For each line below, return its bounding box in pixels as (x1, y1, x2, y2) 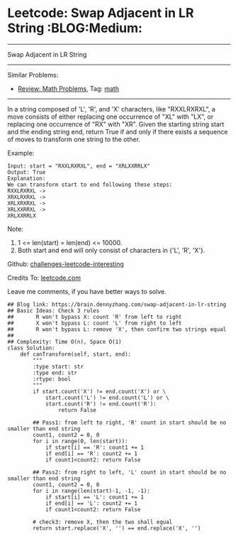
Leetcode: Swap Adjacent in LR (7, 5, 194, 21)
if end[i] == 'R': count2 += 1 (45, 450, 138, 457)
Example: (7, 148, 35, 157)
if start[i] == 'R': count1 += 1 (45, 444, 144, 451)
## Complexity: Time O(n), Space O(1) (7, 338, 122, 345)
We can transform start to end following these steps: (7, 181, 173, 188)
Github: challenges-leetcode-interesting (7, 259, 124, 268)
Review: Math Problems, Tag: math (17, 84, 119, 93)
